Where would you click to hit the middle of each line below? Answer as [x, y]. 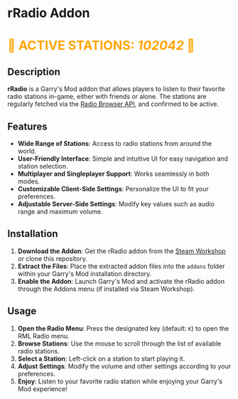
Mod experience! [42, 388]
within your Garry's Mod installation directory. [85, 273]
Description [34, 71]
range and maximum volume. [60, 212]
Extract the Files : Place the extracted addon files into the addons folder [121, 266]
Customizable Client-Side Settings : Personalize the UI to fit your [113, 189]
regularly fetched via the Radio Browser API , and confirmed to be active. [113, 104]
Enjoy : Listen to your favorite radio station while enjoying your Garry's [120, 381]
